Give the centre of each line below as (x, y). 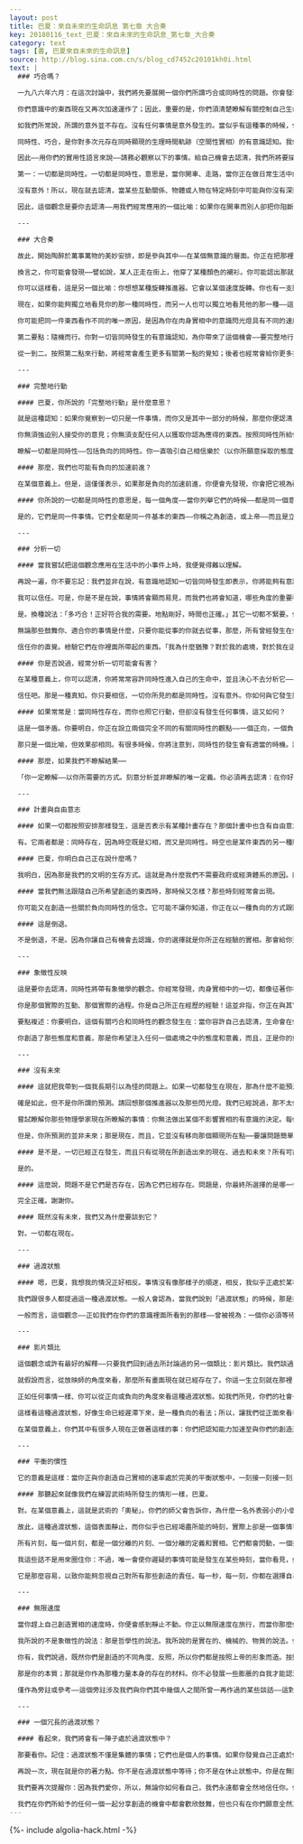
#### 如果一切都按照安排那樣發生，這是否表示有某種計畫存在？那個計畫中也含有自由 (152, 826)
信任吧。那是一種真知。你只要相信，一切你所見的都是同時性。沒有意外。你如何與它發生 (155, 696)
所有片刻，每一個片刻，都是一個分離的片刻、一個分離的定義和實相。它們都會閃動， (148, 1543)
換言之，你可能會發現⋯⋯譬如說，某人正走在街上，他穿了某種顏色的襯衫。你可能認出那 (152, 272)
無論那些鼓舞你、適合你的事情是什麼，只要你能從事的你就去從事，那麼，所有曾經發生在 (155, 630)
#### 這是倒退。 (45, 924)
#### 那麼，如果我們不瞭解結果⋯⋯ (72, 761)
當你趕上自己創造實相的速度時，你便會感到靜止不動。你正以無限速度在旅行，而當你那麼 (155, 1625)
